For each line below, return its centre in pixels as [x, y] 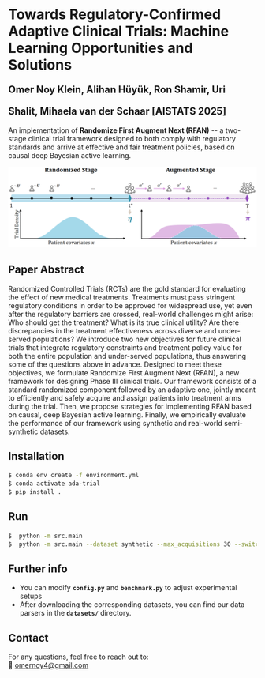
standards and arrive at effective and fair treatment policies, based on [121, 147]
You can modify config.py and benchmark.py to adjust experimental [128, 588]
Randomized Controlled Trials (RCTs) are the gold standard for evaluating [127, 288]
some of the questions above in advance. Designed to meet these [115, 364]
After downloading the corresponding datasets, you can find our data [132, 605]
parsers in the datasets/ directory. [75, 613]
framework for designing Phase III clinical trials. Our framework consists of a [132, 381]
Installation [36, 456]
